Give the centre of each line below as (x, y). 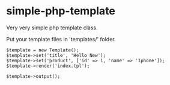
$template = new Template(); (43, 50)
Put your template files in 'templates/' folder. (61, 39)
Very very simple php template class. (52, 28)
